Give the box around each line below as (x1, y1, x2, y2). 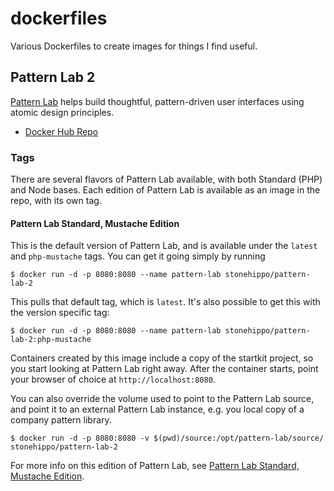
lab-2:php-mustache (10, 335, 92, 345)
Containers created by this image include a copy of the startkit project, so (10, 352, 314, 364)
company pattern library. (10, 414, 112, 426)
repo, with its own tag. (10, 195, 102, 207)
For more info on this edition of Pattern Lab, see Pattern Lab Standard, (10, 460, 300, 472)
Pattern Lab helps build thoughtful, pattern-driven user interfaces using (10, 95, 305, 107)
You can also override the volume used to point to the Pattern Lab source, (10, 393, 315, 405)
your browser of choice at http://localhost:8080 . (10, 373, 216, 386)
